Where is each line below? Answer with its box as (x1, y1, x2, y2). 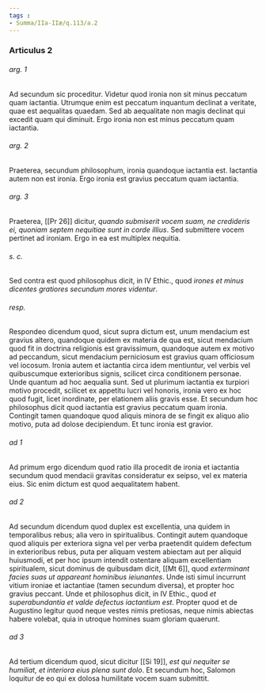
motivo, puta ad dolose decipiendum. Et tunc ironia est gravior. (9, 420, 214, 429)
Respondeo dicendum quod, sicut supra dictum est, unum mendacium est (9, 327, 250, 336)
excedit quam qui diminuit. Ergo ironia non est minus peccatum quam (9, 114, 234, 123)
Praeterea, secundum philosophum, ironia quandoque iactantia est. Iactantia (9, 165, 258, 175)
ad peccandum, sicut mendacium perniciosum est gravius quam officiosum (9, 352, 255, 362)
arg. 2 (9, 141, 28, 150)
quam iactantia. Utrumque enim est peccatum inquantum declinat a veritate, (9, 97, 256, 107)
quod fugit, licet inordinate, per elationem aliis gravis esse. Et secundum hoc (9, 394, 258, 404)
